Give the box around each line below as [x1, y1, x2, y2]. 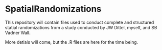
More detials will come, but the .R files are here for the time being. [5, 39, 138, 45]
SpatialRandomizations [5, 3, 102, 15]
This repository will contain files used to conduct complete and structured [5, 19, 154, 25]
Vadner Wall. [5, 30, 31, 35]
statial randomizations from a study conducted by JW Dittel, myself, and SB [5, 24, 158, 30]
